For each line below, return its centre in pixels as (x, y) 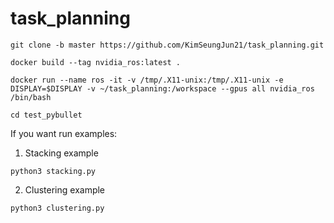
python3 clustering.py (57, 208)
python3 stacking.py (53, 171)
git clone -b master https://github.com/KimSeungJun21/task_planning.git (167, 45)
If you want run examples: (64, 133)
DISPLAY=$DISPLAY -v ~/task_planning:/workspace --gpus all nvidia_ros (162, 88)
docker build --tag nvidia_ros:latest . (96, 62)
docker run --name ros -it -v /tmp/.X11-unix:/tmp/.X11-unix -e (147, 80)
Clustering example (65, 189)
